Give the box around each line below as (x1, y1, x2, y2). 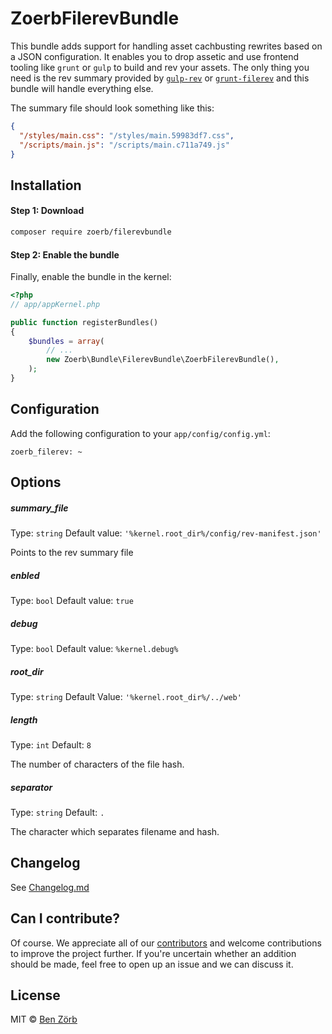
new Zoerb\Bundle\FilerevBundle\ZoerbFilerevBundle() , (46, 355, 280, 365)
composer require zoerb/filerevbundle (10, 227, 172, 237)
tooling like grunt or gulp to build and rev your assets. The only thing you (10, 61, 310, 73)
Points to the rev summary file (10, 547, 134, 559)
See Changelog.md (10, 881, 90, 893)
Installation (10, 177, 82, 194)
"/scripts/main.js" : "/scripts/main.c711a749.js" (19, 140, 230, 150)
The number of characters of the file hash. (10, 758, 185, 771)
